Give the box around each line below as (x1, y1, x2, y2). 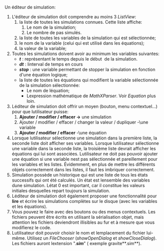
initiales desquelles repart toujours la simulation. (11, 188, 110, 193)
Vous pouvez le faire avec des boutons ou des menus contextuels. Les (11, 209, 156, 215)
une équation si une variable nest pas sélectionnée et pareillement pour (11, 156, 158, 162)
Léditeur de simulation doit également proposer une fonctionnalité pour (11, 193, 157, 199)
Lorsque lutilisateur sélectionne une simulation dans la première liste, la (11, 135, 158, 141)
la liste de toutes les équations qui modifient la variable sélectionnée (19, 77, 159, 83)
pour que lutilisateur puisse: (11, 109, 69, 115)
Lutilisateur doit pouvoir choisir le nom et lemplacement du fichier (11, 230, 146, 236)
